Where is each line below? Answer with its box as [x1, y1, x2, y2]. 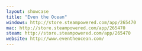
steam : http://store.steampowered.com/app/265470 [6, 30, 131, 36]
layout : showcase [6, 8, 49, 15]
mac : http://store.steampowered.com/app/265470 [6, 25, 126, 31]
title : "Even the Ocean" [6, 14, 67, 20]
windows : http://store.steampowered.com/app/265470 [6, 19, 136, 25]
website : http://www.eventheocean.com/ [6, 36, 105, 42]
